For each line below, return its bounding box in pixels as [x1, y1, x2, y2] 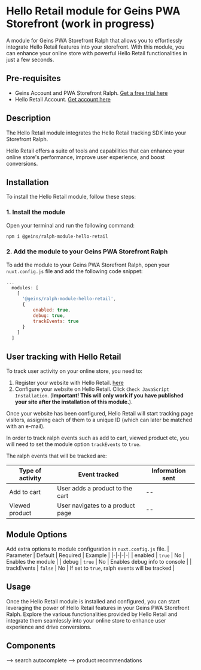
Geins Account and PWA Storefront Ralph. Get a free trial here [14, 89, 168, 97]
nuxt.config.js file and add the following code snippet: [6, 267, 143, 274]
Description [6, 113, 51, 124]
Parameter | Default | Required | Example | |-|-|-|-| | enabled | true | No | [6, 552, 185, 559]
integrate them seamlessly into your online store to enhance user [6, 617, 166, 624]
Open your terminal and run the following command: [6, 222, 135, 229]
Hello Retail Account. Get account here [14, 95, 111, 103]
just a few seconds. [6, 56, 54, 63]
